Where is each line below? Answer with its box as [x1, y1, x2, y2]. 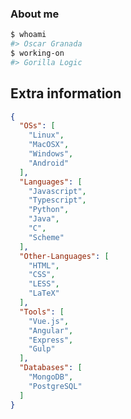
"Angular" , [28, 325, 74, 336]
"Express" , [28, 335, 74, 345]
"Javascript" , [28, 186, 87, 196]
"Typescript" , [28, 195, 87, 206]
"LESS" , [28, 279, 60, 289]
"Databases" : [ [19, 363, 83, 373]
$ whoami [10, 30, 47, 40]
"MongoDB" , [28, 372, 74, 382]
